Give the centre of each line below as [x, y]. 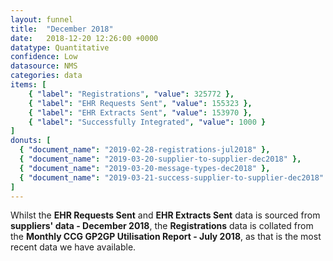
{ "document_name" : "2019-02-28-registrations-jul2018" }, [145, 150]
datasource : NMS [44, 66]
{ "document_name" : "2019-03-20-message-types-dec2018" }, [145, 168]
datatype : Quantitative [60, 47]
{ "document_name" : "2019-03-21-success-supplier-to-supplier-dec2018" [172, 177]
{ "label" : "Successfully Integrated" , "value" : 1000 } [147, 122]
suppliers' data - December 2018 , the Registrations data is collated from [162, 226]
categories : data [46, 76]
